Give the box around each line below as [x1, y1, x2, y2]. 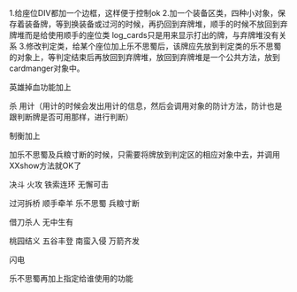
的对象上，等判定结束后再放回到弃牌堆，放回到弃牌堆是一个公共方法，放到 [9, 52, 280, 62]
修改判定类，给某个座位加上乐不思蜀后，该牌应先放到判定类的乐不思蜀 [26, 41, 282, 51]
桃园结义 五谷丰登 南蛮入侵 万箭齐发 [9, 235, 140, 246]
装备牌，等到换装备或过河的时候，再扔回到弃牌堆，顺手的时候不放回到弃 [24, 19, 288, 29]
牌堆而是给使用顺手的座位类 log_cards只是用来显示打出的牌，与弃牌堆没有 [9, 30, 279, 40]
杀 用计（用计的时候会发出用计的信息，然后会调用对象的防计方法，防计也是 [9, 101, 283, 111]
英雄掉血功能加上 [9, 82, 72, 92]
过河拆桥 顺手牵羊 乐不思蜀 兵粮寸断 [9, 198, 140, 208]
